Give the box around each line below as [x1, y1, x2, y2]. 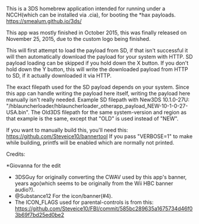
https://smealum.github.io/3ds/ [6, 18, 82, 24]
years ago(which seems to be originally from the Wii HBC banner [14, 180, 174, 187]
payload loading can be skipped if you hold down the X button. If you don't [6, 59, 189, 66]
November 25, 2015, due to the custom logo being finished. [6, 36, 151, 42]
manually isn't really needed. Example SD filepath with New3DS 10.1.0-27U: [6, 96, 190, 103]
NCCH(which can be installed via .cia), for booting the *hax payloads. [6, 11, 176, 18]
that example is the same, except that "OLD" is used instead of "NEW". [6, 115, 179, 122]
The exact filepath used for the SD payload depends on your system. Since [6, 84, 190, 91]
